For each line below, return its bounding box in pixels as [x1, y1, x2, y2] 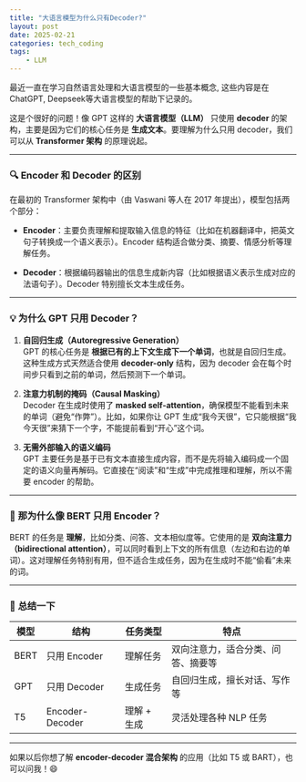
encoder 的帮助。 [33, 476, 99, 487]
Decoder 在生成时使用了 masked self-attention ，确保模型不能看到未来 [22, 399, 290, 410]
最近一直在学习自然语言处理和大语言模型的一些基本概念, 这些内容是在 [9, 82, 270, 92]
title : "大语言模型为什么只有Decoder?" [9, 13, 148, 23]
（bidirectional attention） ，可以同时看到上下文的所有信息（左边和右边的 [9, 543, 283, 554]
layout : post [9, 22, 59, 31]
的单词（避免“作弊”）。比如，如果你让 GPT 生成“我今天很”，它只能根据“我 [22, 411, 297, 422]
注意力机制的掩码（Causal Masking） [22, 388, 166, 399]
